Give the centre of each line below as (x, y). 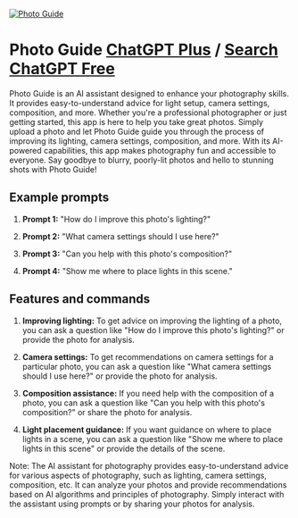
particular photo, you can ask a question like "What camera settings (147, 366)
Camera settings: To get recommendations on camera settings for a (148, 356)
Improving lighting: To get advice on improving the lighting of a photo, (152, 321)
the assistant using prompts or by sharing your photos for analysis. (132, 504)
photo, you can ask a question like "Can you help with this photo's (144, 403)
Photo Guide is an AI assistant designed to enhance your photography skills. (149, 93)
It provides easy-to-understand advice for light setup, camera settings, (140, 103)
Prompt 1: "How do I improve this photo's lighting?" (116, 219)
